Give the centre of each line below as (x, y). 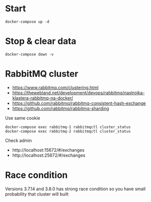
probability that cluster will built (37, 194)
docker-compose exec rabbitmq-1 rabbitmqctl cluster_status (68, 127)
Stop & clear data (41, 41)
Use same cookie (23, 118)
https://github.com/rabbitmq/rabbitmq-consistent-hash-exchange (79, 103)
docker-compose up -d (27, 22)
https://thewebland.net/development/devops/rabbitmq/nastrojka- (78, 93)
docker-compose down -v (30, 54)
